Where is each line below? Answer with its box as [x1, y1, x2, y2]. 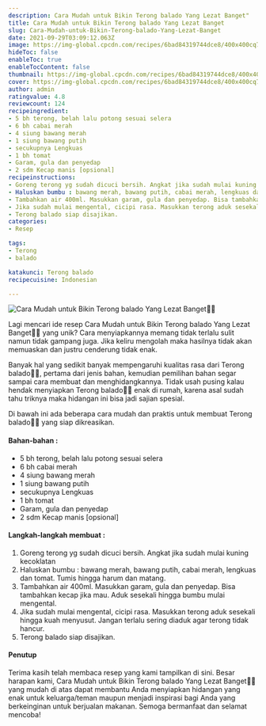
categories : [8, 218, 47, 226]
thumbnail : [8, 70, 44, 78]
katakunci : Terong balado [8, 268, 93, 276]
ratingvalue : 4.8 [8, 93, 66, 101]
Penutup [8, 650, 37, 659]
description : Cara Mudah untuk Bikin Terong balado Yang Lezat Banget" [8, 11, 249, 20]
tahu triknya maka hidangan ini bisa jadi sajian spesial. [8, 393, 184, 404]
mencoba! [8, 709, 41, 719]
